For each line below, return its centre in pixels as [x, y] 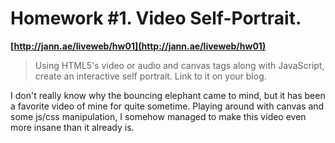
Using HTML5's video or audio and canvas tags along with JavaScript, [179, 65]
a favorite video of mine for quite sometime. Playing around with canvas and [167, 106]
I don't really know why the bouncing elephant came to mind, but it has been [168, 95]
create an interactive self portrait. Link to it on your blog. [150, 76]
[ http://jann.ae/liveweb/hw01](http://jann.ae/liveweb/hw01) [138, 46]
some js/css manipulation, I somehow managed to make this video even [158, 116]
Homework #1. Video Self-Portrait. [156, 18]
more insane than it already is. [72, 127]
